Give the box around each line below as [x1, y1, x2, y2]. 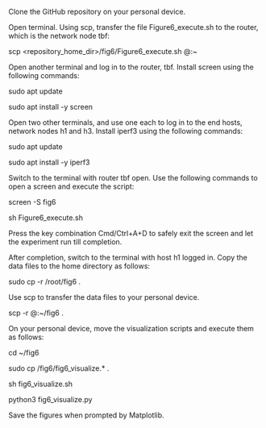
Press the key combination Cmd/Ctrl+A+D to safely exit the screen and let [8, 229, 254, 238]
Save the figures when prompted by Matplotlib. [8, 410, 164, 420]
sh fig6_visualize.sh [8, 379, 73, 389]
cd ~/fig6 [8, 348, 39, 357]
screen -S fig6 [8, 197, 56, 206]
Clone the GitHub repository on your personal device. [8, 7, 186, 16]
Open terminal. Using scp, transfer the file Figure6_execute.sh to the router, [8, 23, 259, 31]
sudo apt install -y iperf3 [8, 157, 90, 167]
